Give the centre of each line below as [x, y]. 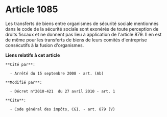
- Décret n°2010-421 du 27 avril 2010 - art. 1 [63, 91]
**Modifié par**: [24, 82]
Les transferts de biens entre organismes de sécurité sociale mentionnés [82, 24]
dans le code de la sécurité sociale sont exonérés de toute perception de [82, 29]
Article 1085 [32, 9]
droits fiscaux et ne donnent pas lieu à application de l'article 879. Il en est [83, 34]
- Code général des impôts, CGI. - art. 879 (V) [63, 109]
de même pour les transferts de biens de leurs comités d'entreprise [76, 40]
